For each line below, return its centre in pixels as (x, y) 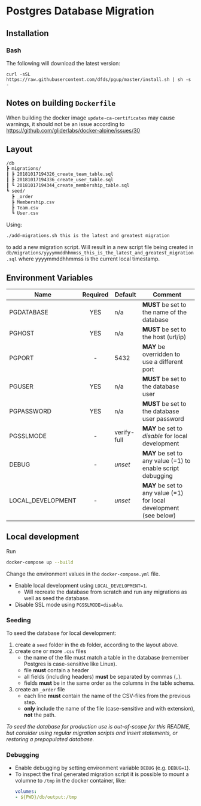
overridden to (161, 354)
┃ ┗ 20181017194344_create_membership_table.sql (68, 185)
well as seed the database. (57, 598)
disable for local (165, 436)
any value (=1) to (166, 460)
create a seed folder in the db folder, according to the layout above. (97, 645)
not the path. (40, 715)
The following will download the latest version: (63, 63)
